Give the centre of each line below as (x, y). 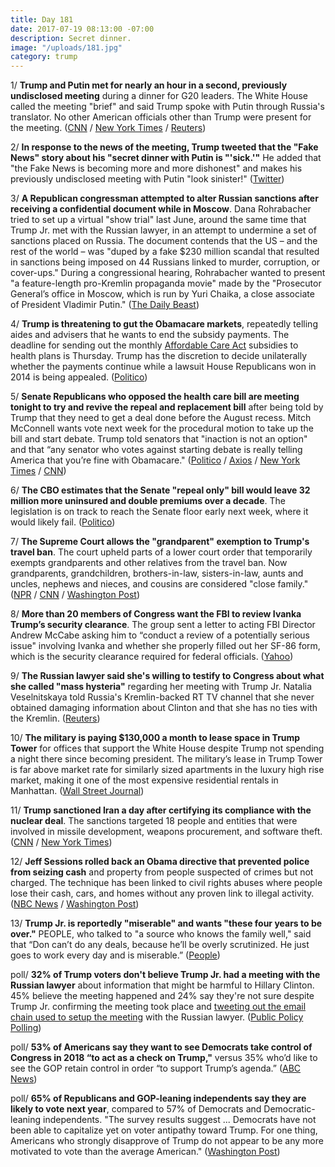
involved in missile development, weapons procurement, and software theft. (166, 832)
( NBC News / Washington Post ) (75, 904)
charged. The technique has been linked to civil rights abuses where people (166, 883)
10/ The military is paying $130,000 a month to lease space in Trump (155, 738)
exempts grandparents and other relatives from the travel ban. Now (149, 563)
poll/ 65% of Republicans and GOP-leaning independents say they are (158, 1098)
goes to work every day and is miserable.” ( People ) (115, 955)
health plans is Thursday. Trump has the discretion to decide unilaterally (159, 356)
